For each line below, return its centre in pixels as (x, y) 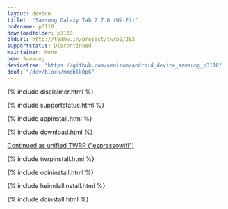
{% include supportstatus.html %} (56, 105)
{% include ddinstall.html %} (48, 199)
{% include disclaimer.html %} (50, 92)
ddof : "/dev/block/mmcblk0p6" (51, 72)
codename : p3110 (31, 26)
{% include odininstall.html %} (50, 172)
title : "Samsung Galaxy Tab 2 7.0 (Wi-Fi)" (73, 20)
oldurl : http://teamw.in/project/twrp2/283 (71, 40)
